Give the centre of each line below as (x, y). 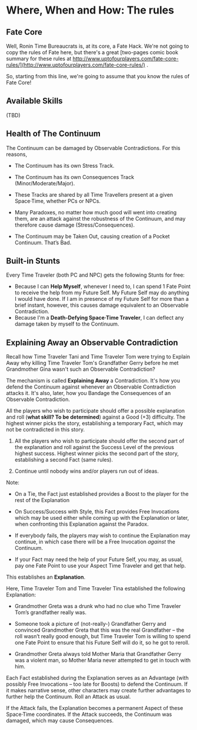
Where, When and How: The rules (90, 10)
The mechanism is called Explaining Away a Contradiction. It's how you (93, 381)
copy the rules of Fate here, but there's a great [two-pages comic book (92, 52)
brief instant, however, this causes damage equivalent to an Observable (101, 305)
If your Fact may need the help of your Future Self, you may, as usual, (99, 559)
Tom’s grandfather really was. (51, 612)
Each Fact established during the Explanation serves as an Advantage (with (98, 678)
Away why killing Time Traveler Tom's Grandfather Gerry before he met (92, 363)
